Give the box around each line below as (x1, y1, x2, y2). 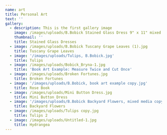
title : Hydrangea (14, 122, 50, 127)
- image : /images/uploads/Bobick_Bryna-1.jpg (9, 62, 106, 67)
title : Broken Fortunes (14, 76, 64, 81)
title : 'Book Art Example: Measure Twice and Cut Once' (14, 67, 133, 72)
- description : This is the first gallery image (9, 26, 112, 31)
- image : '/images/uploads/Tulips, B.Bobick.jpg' (9, 53, 114, 58)
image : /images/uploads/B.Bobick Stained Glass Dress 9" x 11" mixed (14, 30, 162, 35)
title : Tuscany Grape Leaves (14, 48, 75, 53)
